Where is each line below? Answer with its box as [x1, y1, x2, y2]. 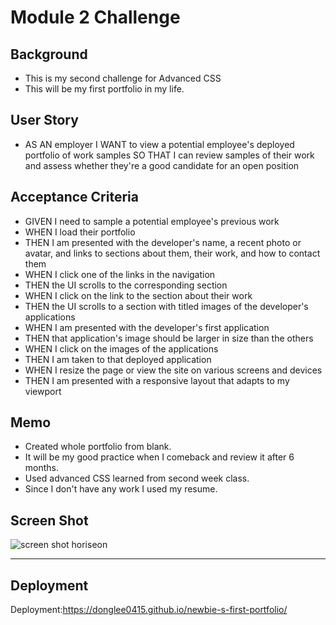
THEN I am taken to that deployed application [24, 353, 212, 365]
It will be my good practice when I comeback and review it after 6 [24, 451, 295, 463]
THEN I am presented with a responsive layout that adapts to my [24, 374, 290, 386]
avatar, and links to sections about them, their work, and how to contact [24, 247, 321, 259]
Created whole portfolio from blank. [24, 441, 172, 453]
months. [24, 462, 60, 474]
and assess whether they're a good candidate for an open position [24, 159, 300, 171]
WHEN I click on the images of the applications [24, 342, 219, 355]
